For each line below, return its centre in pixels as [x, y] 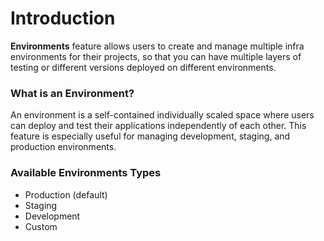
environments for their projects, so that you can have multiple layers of [156, 56]
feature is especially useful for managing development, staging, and [150, 136]
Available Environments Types [86, 173]
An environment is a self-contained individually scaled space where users [162, 115]
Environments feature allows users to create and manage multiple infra [157, 46]
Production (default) [66, 194]
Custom [41, 226]
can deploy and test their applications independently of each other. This [158, 126]
